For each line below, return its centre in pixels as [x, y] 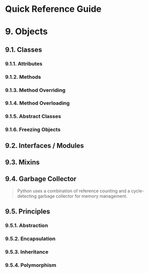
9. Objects [27, 32]
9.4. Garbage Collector [41, 179]
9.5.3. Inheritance [27, 252]
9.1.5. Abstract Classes [33, 117]
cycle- [137, 191]
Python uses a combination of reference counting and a [74, 191]
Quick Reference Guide [53, 9]
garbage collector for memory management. [83, 196]
